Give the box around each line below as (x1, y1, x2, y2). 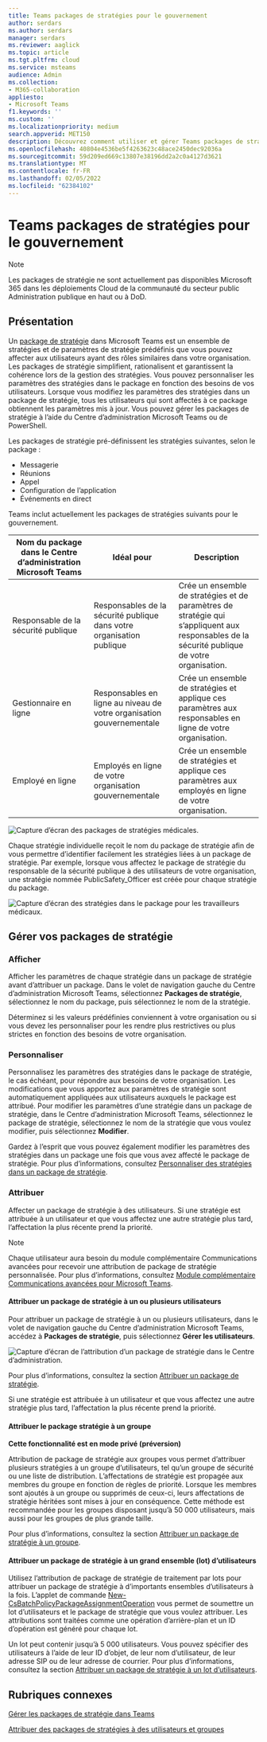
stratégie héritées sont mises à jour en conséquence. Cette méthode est (8, 1497, 245, 1506)
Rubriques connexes (8, 1688, 113, 1701)
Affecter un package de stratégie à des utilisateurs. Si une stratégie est (8, 1205, 241, 1215)
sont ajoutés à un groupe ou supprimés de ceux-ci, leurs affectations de (8, 1488, 245, 1498)
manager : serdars (8, 33, 66, 42)
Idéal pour (112, 551, 153, 562)
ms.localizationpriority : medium (8, 123, 119, 131)
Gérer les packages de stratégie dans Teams (8, 1709, 155, 1719)
